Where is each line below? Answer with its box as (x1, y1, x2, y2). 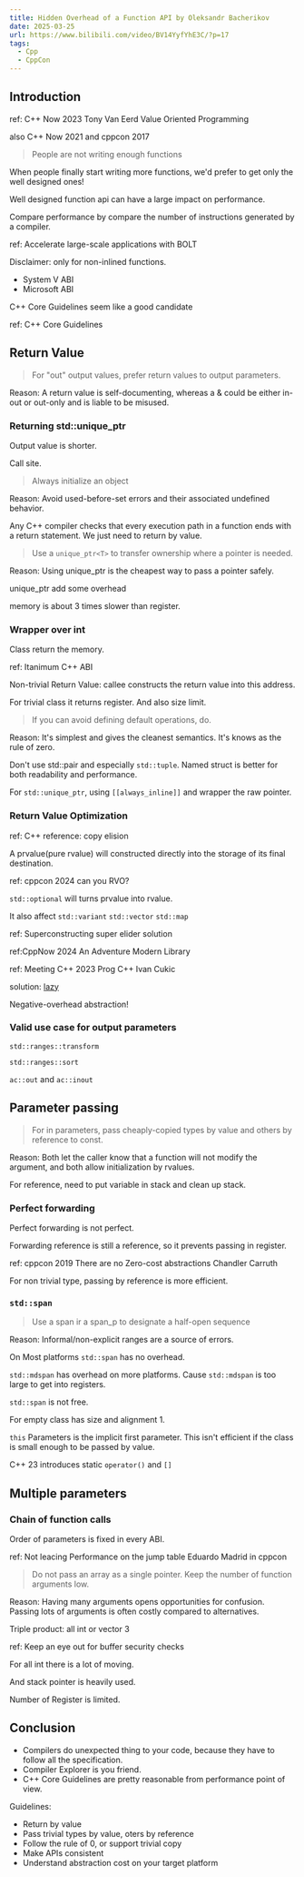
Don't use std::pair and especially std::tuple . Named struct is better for (9, 759, 279, 770)
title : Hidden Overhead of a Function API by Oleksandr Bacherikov (9, 13, 270, 23)
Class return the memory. (9, 644, 104, 655)
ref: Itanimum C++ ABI (9, 662, 93, 673)
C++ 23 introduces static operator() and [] (9, 1459, 172, 1470)
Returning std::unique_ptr (9, 420, 126, 432)
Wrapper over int (9, 623, 86, 635)
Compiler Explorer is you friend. (22, 1763, 142, 1775)
